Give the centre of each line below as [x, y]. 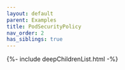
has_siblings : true [35, 40]
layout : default [30, 14]
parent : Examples [32, 20]
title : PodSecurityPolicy [44, 26]
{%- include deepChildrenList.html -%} [62, 59]
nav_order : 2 [25, 33]
